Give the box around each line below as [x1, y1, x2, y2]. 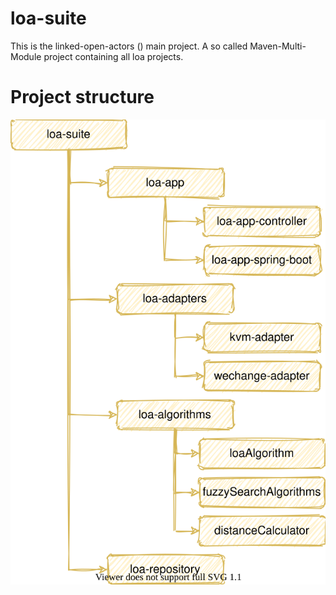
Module [10, 50, 42, 62]
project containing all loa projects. [43, 50, 184, 62]
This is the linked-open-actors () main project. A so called [10, 40, 248, 52]
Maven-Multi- [249, 40, 307, 52]
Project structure [10, 86, 155, 109]
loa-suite [10, 7, 87, 30]
